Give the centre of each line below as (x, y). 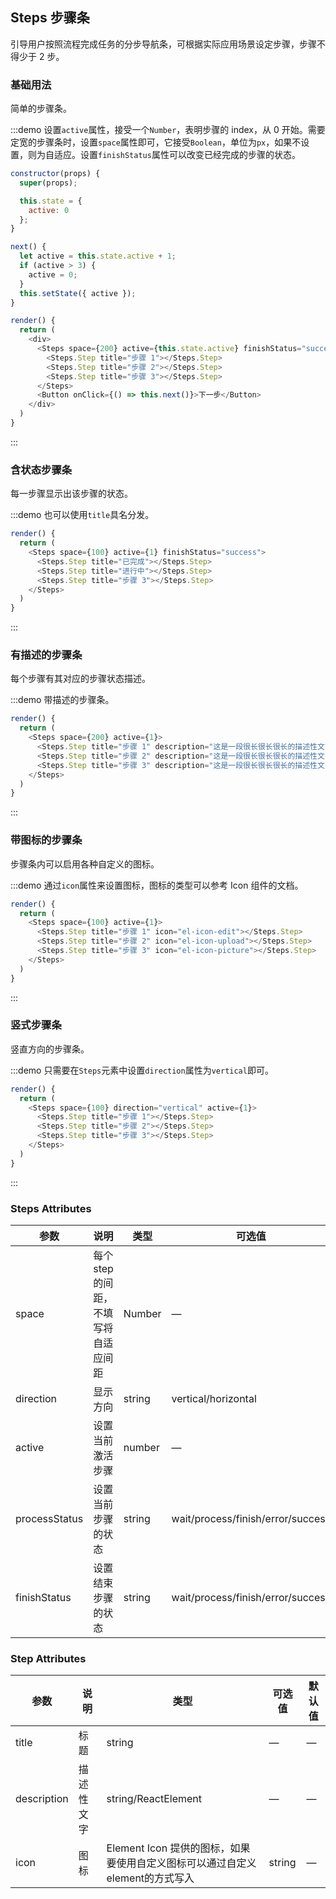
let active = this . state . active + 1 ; (98, 256)
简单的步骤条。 (41, 109)
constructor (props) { (55, 174)
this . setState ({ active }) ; (78, 293)
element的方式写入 (150, 1878)
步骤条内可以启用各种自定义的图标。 (85, 864)
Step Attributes (48, 1658)
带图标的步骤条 (46, 840)
